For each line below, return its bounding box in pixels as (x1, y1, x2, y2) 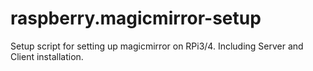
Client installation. (10, 50, 84, 62)
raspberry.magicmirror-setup (10, 7, 262, 30)
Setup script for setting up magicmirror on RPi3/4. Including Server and (10, 40, 304, 52)
